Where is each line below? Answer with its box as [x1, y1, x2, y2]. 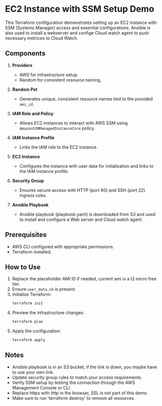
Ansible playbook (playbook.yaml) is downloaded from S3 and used [19, 211, 156, 217]
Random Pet [12, 86, 38, 92]
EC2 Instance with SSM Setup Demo [5, 3, 155, 15]
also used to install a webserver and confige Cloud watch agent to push [5, 30, 150, 36]
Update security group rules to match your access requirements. [12, 374, 142, 380]
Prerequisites [5, 231, 47, 239]
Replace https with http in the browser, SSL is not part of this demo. [12, 390, 148, 396]
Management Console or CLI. [12, 385, 72, 390]
